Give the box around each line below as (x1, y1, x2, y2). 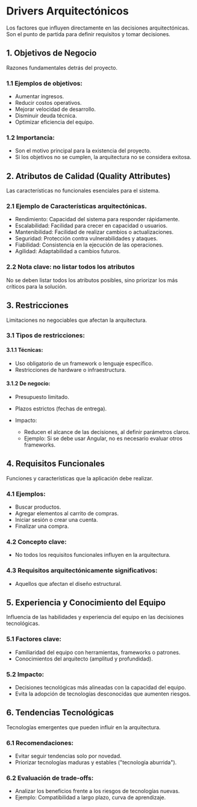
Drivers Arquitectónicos (6, 4, 129, 18)
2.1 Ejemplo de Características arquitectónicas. (6, 202, 147, 210)
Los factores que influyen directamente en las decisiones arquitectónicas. (6, 24, 190, 31)
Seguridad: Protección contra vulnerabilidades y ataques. (14, 235, 158, 242)
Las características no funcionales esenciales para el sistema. (6, 187, 160, 194)
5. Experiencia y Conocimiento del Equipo (6, 597, 166, 608)
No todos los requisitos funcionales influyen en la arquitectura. (14, 551, 170, 559)
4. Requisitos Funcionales (6, 459, 105, 469)
